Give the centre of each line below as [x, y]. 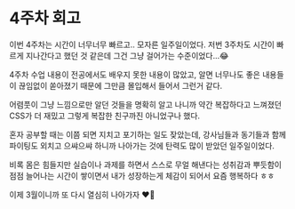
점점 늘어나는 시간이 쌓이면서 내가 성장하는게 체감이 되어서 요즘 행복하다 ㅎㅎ [142, 175]
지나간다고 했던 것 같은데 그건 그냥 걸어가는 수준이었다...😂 [127, 55]
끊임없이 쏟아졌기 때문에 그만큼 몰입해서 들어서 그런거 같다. [120, 85]
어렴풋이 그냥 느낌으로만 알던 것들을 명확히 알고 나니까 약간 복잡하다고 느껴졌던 [146, 104]
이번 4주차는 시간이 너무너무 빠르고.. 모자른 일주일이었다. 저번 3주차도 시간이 [142, 44]
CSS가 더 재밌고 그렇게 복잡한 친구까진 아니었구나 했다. [105, 116]
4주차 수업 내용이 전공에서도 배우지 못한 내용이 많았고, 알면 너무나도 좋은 [135, 74]
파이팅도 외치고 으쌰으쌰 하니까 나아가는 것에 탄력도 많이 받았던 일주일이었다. [142, 145]
